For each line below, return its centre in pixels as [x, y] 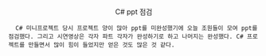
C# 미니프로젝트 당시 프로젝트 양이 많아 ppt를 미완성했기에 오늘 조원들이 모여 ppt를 [137, 28]
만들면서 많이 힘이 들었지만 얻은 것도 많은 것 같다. [101, 45]
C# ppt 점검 [134, 12]
